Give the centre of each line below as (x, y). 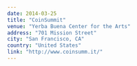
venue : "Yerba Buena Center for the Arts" (69, 26)
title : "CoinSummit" (37, 20)
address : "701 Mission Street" (52, 33)
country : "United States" (44, 45)
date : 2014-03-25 (32, 13)
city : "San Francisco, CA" (46, 39)
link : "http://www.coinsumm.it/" (55, 52)
